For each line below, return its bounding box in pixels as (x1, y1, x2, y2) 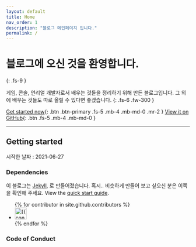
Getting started (6, 137, 63, 147)
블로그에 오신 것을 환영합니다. (6, 57, 139, 71)
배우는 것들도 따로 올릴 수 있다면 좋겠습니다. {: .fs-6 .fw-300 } (12, 97, 155, 104)
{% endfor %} (14, 220, 48, 227)
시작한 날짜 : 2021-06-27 (6, 153, 64, 160)
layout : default (6, 8, 45, 15)
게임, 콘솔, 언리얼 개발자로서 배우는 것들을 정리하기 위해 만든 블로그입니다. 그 (6, 89, 180, 97)
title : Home (6, 14, 35, 20)
